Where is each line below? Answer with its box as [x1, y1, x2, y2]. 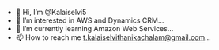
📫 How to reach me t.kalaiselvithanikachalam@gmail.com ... [15, 33, 211, 42]
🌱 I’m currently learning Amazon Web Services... [15, 24, 174, 33]
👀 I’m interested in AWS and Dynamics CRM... [15, 16, 164, 25]
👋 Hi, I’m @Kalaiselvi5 [15, 8, 87, 16]
